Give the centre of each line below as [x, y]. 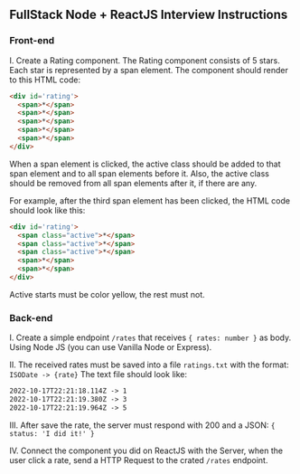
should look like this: [47, 210]
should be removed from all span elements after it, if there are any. [133, 183]
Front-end [32, 41]
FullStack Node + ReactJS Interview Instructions [149, 15]
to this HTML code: [45, 80]
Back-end [31, 318]
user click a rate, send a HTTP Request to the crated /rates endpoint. [139, 460]
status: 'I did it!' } [52, 433]
